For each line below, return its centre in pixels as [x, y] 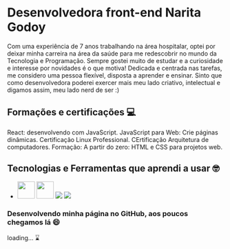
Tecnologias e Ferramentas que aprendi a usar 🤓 [113, 168]
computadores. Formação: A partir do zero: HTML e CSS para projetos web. [115, 147]
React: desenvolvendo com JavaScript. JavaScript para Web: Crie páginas [113, 132]
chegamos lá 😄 [34, 222]
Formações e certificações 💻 [72, 112]
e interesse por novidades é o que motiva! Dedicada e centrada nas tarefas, [115, 68]
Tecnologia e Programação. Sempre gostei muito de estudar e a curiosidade [115, 60]
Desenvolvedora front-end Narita [104, 13]
